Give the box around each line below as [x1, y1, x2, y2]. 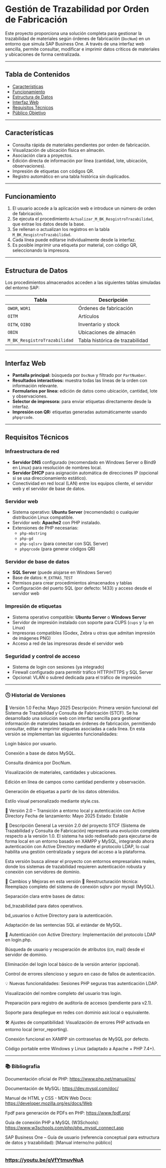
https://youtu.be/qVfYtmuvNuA [5, 1157, 84, 1164]
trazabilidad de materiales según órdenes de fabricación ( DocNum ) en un [5, 36, 151, 42]
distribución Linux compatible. [12, 514, 74, 520]
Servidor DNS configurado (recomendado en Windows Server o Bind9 [12, 459, 156, 465]
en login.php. [5, 937, 32, 943]
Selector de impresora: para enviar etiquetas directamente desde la [12, 399, 152, 404]
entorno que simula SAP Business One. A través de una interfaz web [5, 41, 145, 46]
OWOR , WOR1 [7, 305, 31, 312]
